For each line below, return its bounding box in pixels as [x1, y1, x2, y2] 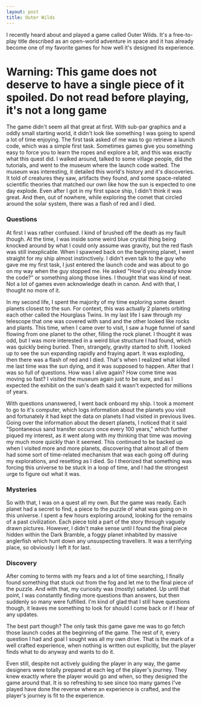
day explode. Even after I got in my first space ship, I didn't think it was [6, 188, 182, 195]
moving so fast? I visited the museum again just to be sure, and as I [6, 375, 173, 382]
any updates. [6, 611, 39, 618]
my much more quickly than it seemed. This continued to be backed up [6, 438, 183, 445]
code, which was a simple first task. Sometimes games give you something [6, 142, 193, 150]
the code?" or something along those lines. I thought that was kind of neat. [6, 274, 192, 281]
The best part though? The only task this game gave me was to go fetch [6, 622, 185, 630]
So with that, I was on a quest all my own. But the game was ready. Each [6, 499, 186, 507]
